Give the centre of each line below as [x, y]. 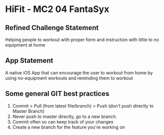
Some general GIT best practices [57, 94]
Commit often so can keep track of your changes [63, 121]
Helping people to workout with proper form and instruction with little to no [82, 39]
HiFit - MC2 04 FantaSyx [57, 9]
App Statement [29, 61]
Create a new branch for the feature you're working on [68, 127]
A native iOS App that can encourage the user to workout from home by [79, 72]
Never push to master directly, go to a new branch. [65, 116]
